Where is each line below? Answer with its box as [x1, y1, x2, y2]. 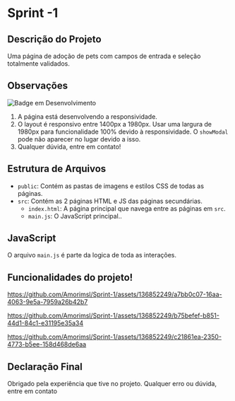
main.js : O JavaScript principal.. [28, 211, 122, 220]
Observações [7, 80, 68, 92]
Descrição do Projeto [7, 33, 102, 45]
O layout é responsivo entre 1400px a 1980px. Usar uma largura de [17, 120, 212, 128]
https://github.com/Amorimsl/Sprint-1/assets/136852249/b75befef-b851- [7, 311, 220, 320]
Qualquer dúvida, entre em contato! [17, 142, 121, 151]
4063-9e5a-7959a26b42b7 [7, 298, 88, 306]
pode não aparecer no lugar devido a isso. [17, 134, 141, 143]
